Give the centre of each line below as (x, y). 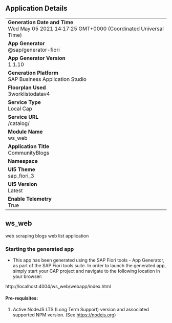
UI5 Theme (22, 169)
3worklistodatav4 (29, 94)
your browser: (27, 276)
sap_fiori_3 (21, 176)
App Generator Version (37, 58)
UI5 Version (23, 184)
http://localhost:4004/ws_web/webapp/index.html (58, 286)
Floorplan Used (27, 88)
